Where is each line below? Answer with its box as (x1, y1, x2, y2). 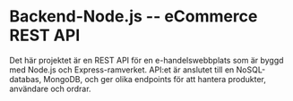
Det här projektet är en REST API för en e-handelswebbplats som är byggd (9, 55, 284, 65)
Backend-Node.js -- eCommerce (9, 6, 258, 27)
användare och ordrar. (9, 83, 91, 94)
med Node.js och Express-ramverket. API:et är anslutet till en (9, 64, 235, 75)
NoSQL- (236, 64, 266, 75)
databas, (9, 73, 42, 84)
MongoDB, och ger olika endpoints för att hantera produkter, (43, 73, 267, 84)
